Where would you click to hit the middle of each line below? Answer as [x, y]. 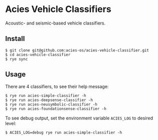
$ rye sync [17, 59]
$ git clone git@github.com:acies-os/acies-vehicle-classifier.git [77, 50]
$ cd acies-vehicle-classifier [38, 54]
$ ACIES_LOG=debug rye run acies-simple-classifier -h [64, 132]
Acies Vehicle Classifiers [58, 9]
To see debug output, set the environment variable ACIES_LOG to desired [79, 118]
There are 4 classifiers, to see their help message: [57, 86]
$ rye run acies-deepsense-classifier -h [49, 100]
